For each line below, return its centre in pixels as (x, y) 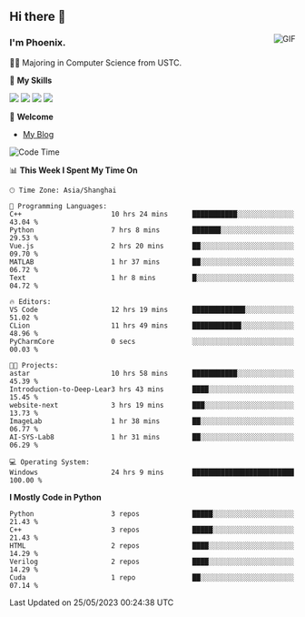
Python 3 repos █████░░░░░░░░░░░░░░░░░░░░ (152, 514)
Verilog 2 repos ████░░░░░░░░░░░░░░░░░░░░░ (152, 561)
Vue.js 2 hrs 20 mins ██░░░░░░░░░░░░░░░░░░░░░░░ (152, 246)
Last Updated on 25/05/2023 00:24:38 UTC (92, 602)
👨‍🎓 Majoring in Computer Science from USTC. (96, 62)
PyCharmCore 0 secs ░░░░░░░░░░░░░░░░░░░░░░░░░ (152, 341)
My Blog (38, 134)
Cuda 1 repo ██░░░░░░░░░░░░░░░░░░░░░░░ (152, 577)
